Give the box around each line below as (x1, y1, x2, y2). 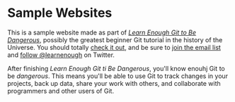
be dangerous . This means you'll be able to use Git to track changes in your (7, 72, 229, 80)
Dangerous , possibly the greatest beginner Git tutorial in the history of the (7, 35, 223, 44)
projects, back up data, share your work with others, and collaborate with (7, 79, 221, 87)
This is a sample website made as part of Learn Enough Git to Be (7, 28, 197, 37)
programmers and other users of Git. (7, 87, 115, 95)
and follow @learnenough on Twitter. (7, 51, 115, 59)
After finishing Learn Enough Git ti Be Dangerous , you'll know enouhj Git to (7, 64, 225, 72)
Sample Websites (7, 5, 113, 21)
